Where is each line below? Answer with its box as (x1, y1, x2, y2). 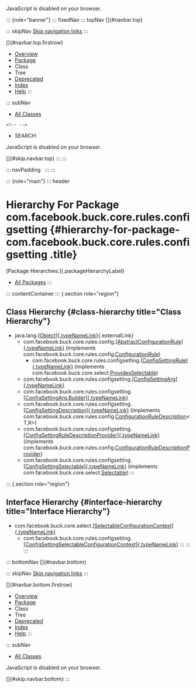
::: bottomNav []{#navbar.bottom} (6, 558, 87, 565)
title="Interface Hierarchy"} (6, 507, 111, 517)
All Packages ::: (14, 279, 52, 286)
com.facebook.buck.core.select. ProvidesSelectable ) (32, 369, 159, 376)
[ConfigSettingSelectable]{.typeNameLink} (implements (23, 463, 158, 470)
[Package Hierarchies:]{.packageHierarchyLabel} (6, 267, 125, 274)
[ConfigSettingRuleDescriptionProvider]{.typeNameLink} (23, 431, 160, 439)
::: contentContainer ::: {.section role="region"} (6, 290, 119, 297)
